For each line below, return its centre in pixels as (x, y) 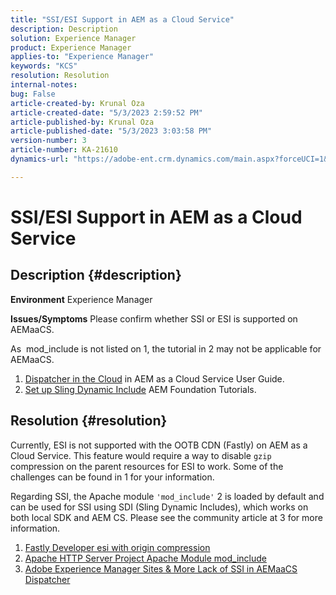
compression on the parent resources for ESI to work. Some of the (147, 466)
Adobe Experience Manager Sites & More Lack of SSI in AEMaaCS (161, 568)
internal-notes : (44, 85)
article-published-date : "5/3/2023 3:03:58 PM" (111, 131)
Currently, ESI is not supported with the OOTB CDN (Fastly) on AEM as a (159, 445)
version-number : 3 (48, 141)
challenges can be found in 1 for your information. (112, 477)
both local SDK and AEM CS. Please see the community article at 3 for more (166, 517)
